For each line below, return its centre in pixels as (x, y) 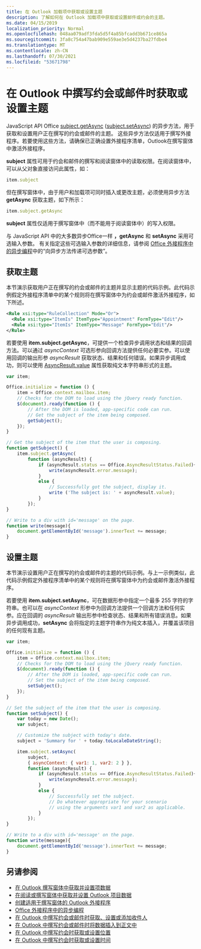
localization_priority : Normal (45, 28)
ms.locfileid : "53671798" (38, 62)
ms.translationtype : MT (36, 46)
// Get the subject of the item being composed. (89, 415)
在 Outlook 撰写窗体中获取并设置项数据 (63, 887)
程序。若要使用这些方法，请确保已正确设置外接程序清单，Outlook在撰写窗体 (100, 141)
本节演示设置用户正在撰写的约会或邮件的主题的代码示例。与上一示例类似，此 (100, 572)
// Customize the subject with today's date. (75, 735)
